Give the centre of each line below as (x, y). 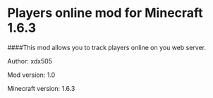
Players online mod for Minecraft (105, 13)
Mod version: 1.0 (31, 75)
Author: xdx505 (30, 61)
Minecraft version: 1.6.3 (41, 88)
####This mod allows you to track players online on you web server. (107, 47)
